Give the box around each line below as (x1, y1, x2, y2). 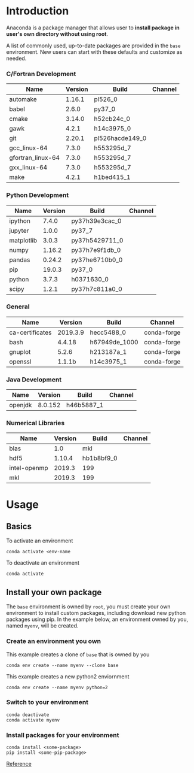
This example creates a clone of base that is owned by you (6, 651, 150, 658)
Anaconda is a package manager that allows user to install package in (6, 24, 180, 31)
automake (9, 95, 37, 104)
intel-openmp (9, 464, 48, 472)
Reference (6, 760, 32, 768)
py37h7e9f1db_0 (71, 245, 121, 254)
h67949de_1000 (90, 338, 138, 346)
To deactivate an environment (6, 559, 79, 566)
